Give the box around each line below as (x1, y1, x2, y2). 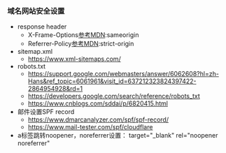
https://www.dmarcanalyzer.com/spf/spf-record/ (27, 115, 169, 124)
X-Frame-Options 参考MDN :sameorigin (27, 31, 139, 39)
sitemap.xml (17, 48, 53, 56)
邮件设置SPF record (17, 108, 75, 116)
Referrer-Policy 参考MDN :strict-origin (27, 40, 134, 48)
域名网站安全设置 (7, 6, 65, 15)
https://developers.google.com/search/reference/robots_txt (27, 92, 201, 101)
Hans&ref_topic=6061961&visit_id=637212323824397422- (27, 77, 197, 85)
